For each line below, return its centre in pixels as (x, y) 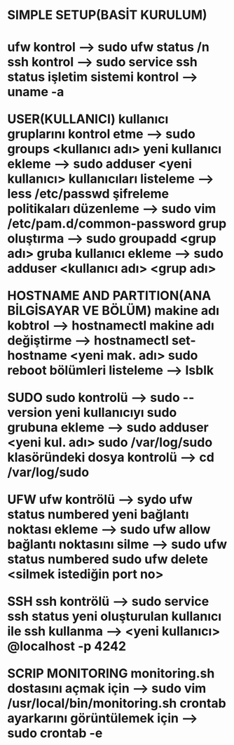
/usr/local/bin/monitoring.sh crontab (117, 704)
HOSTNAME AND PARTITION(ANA (109, 296)
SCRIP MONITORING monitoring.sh (111, 674)
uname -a (36, 92)
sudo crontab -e (55, 733)
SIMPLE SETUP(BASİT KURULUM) (108, 15)
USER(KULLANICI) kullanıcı (88, 119)
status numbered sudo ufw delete (108, 559)
